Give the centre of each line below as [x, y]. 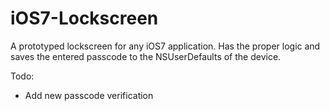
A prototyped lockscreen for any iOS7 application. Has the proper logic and [165, 46]
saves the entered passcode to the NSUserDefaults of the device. [146, 56]
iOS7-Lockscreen [84, 18]
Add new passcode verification [89, 95]
